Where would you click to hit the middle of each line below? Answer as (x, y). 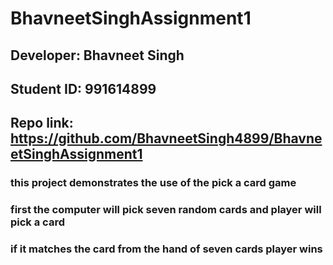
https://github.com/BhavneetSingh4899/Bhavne (166, 138)
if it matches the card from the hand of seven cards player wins (166, 249)
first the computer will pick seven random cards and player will (166, 210)
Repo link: (42, 123)
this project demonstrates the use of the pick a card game (153, 183)
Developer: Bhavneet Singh (97, 55)
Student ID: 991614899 (83, 88)
